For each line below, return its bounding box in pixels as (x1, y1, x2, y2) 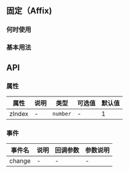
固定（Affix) (6, 5, 53, 16)
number (52, 110, 71, 117)
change (9, 157, 31, 165)
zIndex (9, 109, 29, 118)
